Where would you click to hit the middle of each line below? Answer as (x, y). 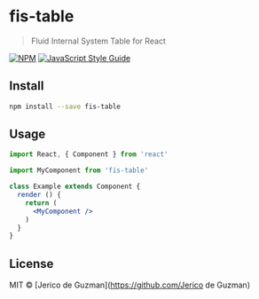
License (31, 264)
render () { (39, 195)
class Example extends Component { (75, 187)
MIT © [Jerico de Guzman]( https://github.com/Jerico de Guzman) (130, 285)
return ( (41, 203)
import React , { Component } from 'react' (89, 154)
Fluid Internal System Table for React (98, 41)
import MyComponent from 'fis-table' (79, 170)
